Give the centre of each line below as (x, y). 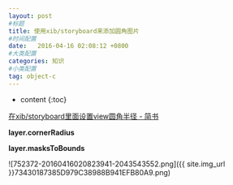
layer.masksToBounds (47, 148)
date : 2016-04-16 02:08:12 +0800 (69, 46)
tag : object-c (32, 76)
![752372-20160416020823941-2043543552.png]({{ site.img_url (117, 164)
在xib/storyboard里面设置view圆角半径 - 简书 (84, 116)
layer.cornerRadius (41, 132)
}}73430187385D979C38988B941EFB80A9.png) (90, 172)
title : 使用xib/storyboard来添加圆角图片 (74, 31)
